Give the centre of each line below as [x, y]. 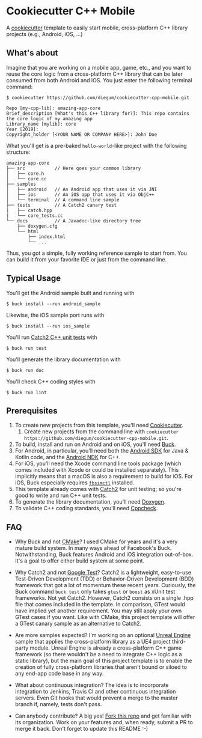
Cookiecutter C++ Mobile [71, 11]
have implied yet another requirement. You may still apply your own [98, 611]
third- [179, 642]
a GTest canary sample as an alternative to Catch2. [78, 624]
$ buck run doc [25, 370]
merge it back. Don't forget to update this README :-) [81, 729]
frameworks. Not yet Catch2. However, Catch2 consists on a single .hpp [104, 598]
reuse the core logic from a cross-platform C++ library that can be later [95, 74]
